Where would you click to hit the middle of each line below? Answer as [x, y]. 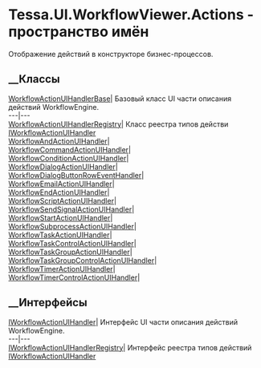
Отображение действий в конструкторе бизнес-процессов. [111, 54]
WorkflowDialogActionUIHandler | [63, 167]
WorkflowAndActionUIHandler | [59, 141]
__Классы [34, 79]
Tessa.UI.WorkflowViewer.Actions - [131, 15]
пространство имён [79, 32]
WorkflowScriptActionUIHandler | [63, 200]
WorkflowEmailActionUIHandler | [61, 184]
